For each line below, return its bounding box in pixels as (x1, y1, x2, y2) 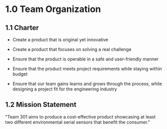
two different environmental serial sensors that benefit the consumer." (5, 119, 150, 125)
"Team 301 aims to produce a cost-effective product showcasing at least (5, 113, 156, 119)
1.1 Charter (5, 23, 39, 32)
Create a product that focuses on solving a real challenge (12, 46, 132, 52)
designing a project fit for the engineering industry (12, 86, 117, 92)
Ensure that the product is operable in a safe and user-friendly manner (12, 56, 159, 62)
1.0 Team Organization (5, 3, 102, 15)
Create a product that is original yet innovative (12, 36, 109, 42)
